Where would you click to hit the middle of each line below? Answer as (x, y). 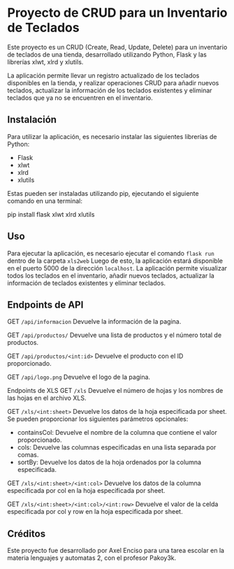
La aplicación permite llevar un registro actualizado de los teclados (103, 75)
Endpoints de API (45, 304)
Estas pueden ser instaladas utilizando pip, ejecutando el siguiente (103, 193)
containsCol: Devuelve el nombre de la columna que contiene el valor (117, 433)
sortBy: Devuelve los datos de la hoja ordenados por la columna (109, 462)
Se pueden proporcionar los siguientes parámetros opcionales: (98, 419)
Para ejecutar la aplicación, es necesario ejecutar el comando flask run (111, 253)
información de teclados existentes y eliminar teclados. (87, 283)
